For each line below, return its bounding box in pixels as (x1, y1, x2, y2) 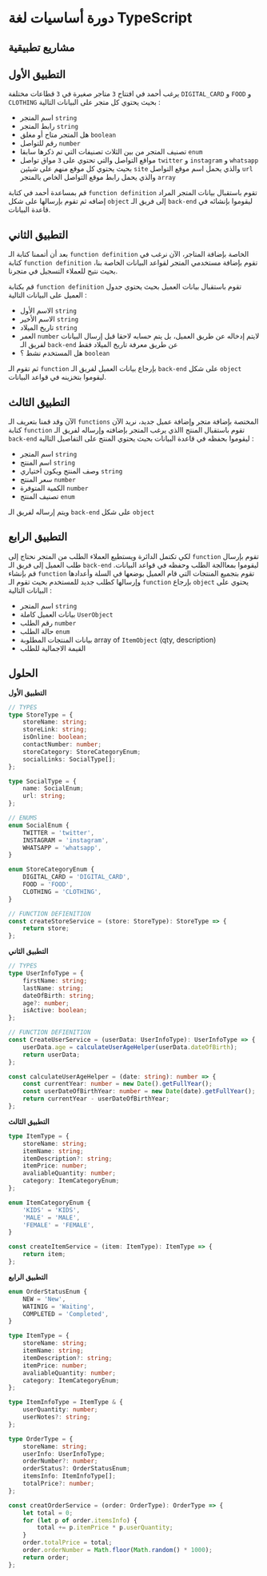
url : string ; (22, 792, 66, 800)
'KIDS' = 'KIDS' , (22, 1206, 81, 1214)
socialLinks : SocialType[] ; (22, 755, 116, 764)
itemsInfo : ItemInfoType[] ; (22, 1472, 116, 1480)
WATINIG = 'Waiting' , (22, 1303, 94, 1311)
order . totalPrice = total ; (22, 1538, 113, 1547)
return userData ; (22, 1051, 81, 1059)
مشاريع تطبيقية (8, 41, 75, 54)
